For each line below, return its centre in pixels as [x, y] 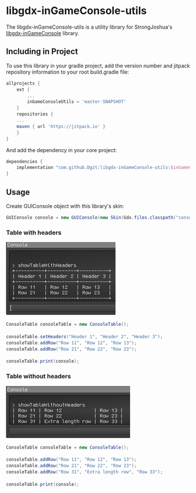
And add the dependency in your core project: [62, 150]
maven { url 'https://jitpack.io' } [61, 126]
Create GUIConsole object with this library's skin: [65, 206]
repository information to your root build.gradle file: [68, 72]
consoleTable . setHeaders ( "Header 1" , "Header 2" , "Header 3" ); [85, 337]
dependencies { [24, 161]
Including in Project [42, 52]
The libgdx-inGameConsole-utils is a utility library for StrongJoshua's [89, 27]
